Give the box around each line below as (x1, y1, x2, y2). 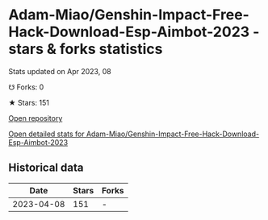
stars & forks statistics (8, 40, 163, 58)
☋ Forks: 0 (8, 82, 44, 92)
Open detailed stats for (8, 129, 85, 139)
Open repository (8, 113, 63, 122)
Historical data (8, 161, 84, 175)
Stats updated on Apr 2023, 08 (8, 66, 111, 76)
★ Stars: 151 (8, 98, 50, 107)
